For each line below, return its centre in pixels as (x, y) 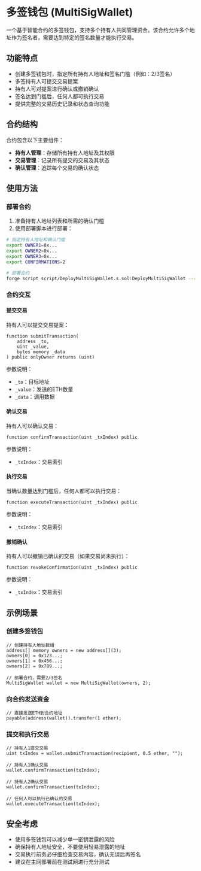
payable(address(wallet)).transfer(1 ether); (64, 718)
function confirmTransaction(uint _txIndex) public (72, 437)
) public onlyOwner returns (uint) (51, 357)
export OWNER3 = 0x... (32, 256)
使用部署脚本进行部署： (44, 229)
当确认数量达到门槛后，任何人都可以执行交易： (64, 491)
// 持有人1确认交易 (27, 765)
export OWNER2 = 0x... (32, 251)
